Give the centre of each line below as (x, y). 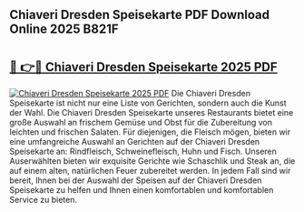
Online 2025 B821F (64, 30)
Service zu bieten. (43, 200)
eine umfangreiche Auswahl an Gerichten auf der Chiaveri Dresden (135, 141)
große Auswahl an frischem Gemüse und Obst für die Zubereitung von (141, 122)
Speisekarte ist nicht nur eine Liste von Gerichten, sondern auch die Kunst (148, 103)
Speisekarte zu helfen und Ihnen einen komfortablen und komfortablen (142, 190)
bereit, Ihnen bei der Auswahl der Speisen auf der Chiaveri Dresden (136, 180)
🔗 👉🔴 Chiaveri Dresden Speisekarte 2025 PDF (144, 67)
